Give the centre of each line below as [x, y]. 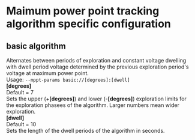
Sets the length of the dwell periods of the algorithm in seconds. [85, 131]
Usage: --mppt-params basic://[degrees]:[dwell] [68, 80]
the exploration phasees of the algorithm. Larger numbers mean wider [93, 105]
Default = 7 [20, 92]
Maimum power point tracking [83, 11]
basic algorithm [36, 46]
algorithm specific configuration [88, 24]
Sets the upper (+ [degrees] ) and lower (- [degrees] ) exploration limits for [97, 99]
